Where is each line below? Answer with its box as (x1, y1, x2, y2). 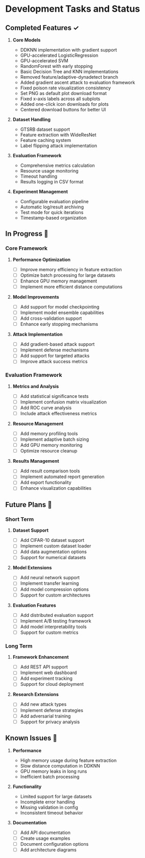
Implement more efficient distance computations (20, 283, 123, 290)
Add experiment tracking (20, 675, 73, 682)
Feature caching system (20, 137, 71, 143)
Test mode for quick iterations (20, 209, 84, 215)
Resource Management (12, 420, 64, 426)
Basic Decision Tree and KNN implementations (20, 68, 119, 75)
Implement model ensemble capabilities (20, 309, 104, 316)
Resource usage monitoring (20, 168, 79, 174)
